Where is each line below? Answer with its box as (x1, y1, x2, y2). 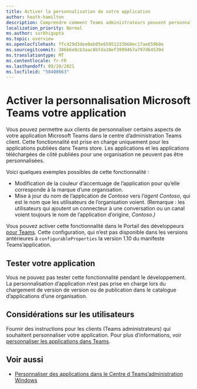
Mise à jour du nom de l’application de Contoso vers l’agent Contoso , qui (14, 192, 191, 200)
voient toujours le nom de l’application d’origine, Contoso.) (14, 211, 156, 218)
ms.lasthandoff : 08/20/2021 (6, 63, 75, 69)
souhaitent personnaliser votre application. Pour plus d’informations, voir (6, 331, 182, 338)
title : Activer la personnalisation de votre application (6, 8, 151, 15)
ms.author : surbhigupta (6, 31, 64, 36)
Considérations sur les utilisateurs (6, 310, 135, 320)
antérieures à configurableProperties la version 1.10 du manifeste (6, 235, 165, 242)
